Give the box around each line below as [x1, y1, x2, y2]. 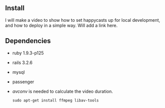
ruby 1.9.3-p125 [12, 50, 44, 56]
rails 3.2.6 [12, 59, 33, 65]
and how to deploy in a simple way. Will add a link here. [5, 22, 118, 28]
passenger [12, 79, 35, 85]
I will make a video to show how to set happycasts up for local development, [5, 17, 161, 23]
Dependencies [5, 37, 51, 45]
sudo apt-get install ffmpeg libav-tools [12, 98, 99, 103]
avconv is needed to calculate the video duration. [12, 88, 113, 94]
